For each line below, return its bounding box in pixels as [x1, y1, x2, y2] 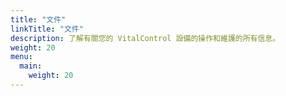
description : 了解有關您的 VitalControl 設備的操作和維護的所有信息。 [10, 33, 281, 43]
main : [19, 61, 43, 71]
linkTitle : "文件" [10, 24, 84, 34]
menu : [10, 52, 33, 62]
